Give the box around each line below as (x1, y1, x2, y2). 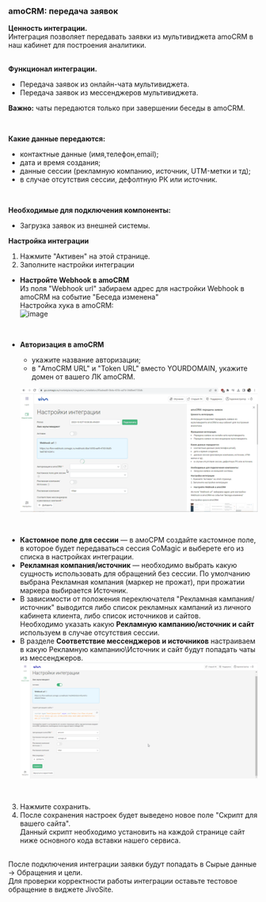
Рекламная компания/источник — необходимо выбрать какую (19, 560, 237, 570)
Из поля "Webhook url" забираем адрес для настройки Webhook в (19, 284, 245, 294)
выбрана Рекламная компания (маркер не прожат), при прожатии (19, 577, 245, 586)
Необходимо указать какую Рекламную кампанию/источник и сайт (19, 619, 255, 628)
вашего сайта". (19, 819, 71, 828)
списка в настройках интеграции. (19, 551, 135, 561)
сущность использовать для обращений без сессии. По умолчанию (19, 569, 251, 578)
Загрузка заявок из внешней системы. (19, 221, 150, 231)
